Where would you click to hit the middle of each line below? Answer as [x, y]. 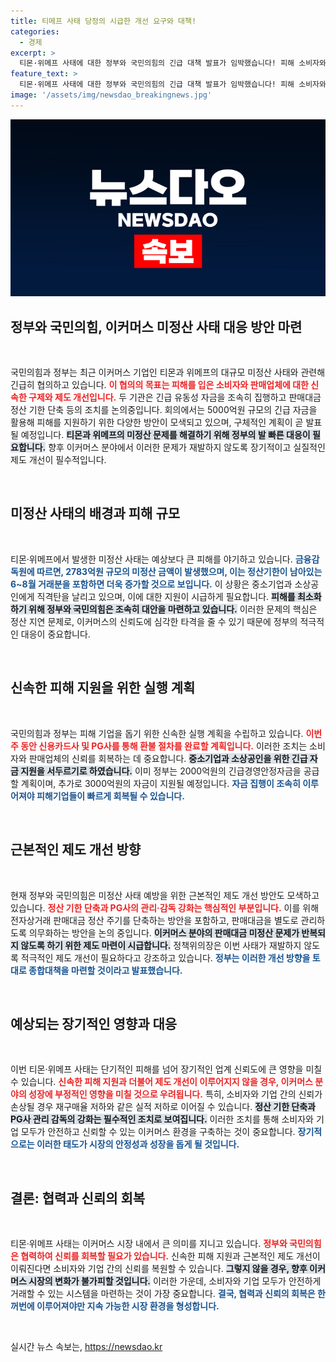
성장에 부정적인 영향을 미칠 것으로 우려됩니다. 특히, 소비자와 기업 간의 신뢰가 [175, 1094]
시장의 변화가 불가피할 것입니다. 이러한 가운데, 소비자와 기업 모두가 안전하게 [175, 1281]
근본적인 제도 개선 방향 [76, 850]
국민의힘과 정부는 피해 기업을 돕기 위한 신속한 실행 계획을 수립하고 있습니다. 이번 [166, 733]
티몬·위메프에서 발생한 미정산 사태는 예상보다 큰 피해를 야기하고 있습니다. [151, 559]
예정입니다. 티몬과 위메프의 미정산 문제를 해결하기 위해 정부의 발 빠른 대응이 [165, 435]
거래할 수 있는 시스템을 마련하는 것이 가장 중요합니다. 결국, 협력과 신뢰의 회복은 [163, 1294]
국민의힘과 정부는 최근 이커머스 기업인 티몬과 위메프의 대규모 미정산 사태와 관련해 [168, 372]
